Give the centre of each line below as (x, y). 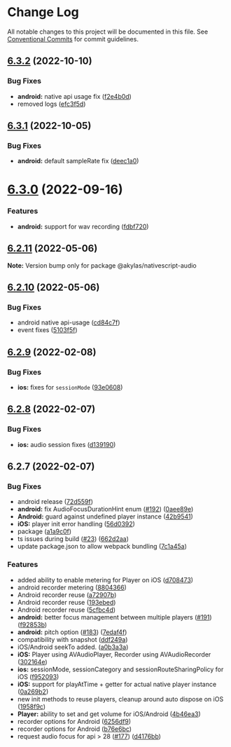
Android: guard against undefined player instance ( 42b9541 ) (105, 516)
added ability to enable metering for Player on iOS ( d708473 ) (105, 580)
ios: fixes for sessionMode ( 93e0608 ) (70, 387)
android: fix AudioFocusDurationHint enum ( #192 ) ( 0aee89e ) (105, 509)
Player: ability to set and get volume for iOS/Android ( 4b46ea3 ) (109, 714)
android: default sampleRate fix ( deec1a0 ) (78, 161)
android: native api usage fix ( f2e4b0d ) (74, 96)
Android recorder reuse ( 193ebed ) (66, 602)
